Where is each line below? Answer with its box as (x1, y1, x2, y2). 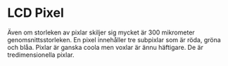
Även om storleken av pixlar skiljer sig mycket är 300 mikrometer (7, 28, 195, 37)
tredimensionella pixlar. (7, 51, 75, 59)
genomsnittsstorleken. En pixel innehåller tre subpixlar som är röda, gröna (7, 35, 222, 44)
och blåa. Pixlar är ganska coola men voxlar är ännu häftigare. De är (7, 43, 204, 51)
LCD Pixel (7, 5, 65, 21)
